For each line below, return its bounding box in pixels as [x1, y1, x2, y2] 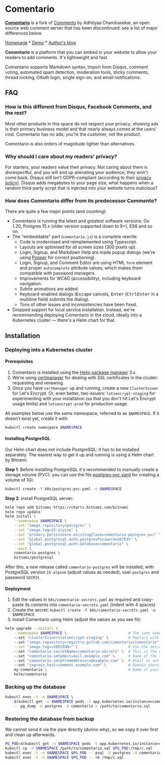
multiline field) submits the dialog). [19, 296, 90, 302]
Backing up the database [5, 683, 66, 690]
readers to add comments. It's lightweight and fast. [5, 54, 109, 60]
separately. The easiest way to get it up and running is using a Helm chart [5, 451, 154, 458]
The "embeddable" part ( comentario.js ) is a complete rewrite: [12, 234, 138, 239]
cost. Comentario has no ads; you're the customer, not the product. [5, 131, 141, 137]
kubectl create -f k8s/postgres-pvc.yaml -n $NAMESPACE [5, 486, 122, 491]
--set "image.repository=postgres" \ [14, 523, 91, 528]
